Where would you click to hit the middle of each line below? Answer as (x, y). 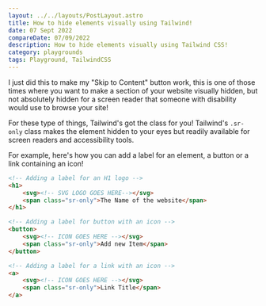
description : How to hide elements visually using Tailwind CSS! (118, 45)
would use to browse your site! (58, 107)
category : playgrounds (46, 52)
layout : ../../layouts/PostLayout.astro (76, 15)
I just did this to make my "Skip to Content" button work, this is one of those (132, 82)
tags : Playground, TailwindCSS (60, 60)
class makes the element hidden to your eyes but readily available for (137, 131)
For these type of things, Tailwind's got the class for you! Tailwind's (118, 123)
